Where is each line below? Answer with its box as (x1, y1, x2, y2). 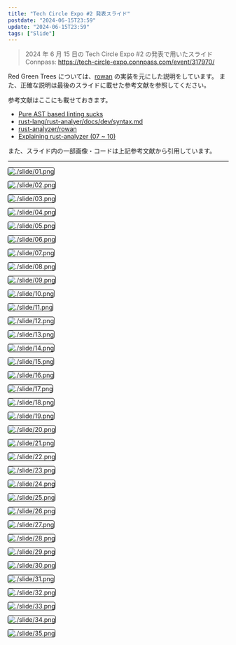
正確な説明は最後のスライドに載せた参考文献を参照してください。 (20, 81, 211, 90)
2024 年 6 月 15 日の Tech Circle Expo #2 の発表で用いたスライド (25, 50, 213, 58)
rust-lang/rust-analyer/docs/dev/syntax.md (18, 117, 143, 126)
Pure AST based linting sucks (18, 110, 104, 118)
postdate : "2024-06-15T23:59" (8, 17, 97, 24)
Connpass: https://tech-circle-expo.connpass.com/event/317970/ (25, 57, 215, 67)
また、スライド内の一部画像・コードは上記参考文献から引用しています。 (8, 147, 216, 155)
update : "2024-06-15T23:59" (8, 23, 90, 30)
